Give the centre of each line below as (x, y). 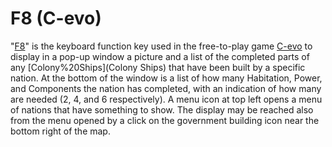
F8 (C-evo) (56, 18)
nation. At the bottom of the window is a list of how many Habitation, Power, (166, 78)
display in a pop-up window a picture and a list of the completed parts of (160, 56)
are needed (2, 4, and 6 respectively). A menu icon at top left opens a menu (166, 99)
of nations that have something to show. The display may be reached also (162, 109)
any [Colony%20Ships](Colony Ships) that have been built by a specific (158, 67)
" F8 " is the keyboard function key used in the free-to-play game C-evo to (161, 46)
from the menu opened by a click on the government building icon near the (165, 120)
